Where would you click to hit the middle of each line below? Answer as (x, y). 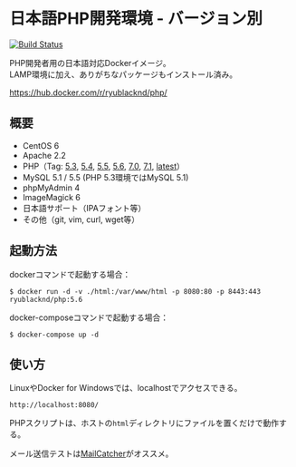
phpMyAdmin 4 (51, 188)
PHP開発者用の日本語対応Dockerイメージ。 (90, 63)
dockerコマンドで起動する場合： (70, 274)
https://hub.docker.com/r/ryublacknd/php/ (88, 92)
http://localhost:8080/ (54, 405)
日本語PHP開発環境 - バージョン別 (136, 19)
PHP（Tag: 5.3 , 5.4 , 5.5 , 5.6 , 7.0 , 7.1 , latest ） (104, 166)
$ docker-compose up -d (54, 335)
